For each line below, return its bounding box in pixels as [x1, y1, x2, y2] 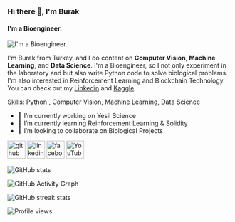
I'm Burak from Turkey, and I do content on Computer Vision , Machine [7, 53, 216, 63]
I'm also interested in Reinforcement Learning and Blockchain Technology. [7, 76, 226, 85]
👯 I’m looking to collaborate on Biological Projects [17, 127, 164, 135]
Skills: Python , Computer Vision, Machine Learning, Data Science [7, 97, 201, 106]
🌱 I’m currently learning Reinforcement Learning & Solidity [17, 119, 188, 127]
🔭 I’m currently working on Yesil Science [17, 112, 137, 120]
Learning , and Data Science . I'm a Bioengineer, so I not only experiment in [7, 61, 226, 70]
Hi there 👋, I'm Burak [7, 6, 80, 16]
